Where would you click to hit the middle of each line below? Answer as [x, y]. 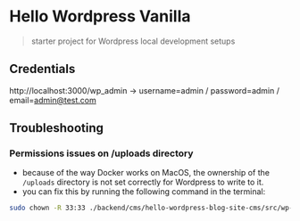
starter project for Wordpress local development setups [133, 41]
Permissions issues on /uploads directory [101, 153]
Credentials [42, 69]
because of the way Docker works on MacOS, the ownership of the [146, 173]
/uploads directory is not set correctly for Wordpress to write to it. [143, 182]
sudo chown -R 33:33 [48, 208]
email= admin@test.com [53, 100]
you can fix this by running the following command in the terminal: [144, 192]
